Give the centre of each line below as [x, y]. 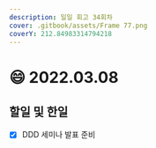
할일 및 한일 [39, 111]
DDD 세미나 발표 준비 [59, 135]
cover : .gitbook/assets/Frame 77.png [78, 26]
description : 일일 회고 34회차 [61, 17]
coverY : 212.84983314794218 [61, 33]
